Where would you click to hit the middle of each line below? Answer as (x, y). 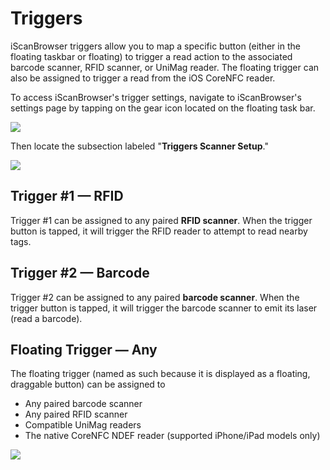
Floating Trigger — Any (84, 349)
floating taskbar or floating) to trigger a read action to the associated (151, 56)
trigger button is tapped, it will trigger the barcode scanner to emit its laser (164, 308)
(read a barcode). (46, 318)
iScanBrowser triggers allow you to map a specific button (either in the (155, 46)
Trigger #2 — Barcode (80, 273)
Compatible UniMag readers (83, 425)
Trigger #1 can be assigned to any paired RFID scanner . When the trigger (161, 220)
